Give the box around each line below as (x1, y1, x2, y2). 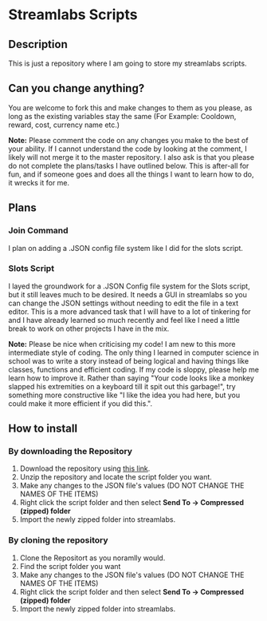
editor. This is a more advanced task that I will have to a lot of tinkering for (8, 306, 251, 316)
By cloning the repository (8, 535, 109, 546)
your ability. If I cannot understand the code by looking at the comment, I (8, 144, 247, 153)
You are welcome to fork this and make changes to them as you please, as (8, 102, 253, 113)
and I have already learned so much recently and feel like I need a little (8, 315, 241, 324)
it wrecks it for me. (8, 177, 70, 187)
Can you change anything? (8, 82, 145, 95)
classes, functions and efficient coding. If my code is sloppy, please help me (8, 364, 259, 374)
